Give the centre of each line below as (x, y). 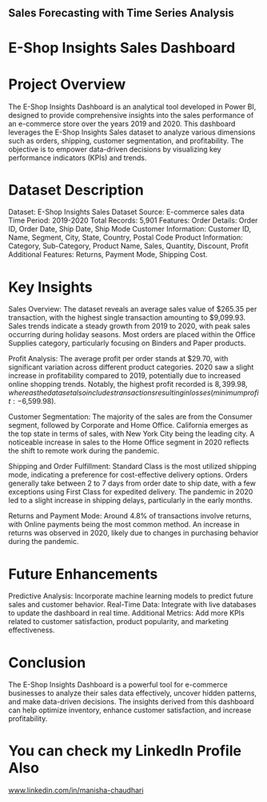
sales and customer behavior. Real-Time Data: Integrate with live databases (133, 605)
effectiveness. (32, 630)
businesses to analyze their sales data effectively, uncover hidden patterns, (133, 693)
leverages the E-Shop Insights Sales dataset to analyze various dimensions (132, 132)
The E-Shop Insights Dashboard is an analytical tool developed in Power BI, (132, 107)
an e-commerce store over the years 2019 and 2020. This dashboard (122, 123)
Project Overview (67, 84)
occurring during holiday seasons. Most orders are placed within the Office (132, 335)
